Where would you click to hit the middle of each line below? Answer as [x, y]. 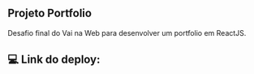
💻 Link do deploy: [54, 60]
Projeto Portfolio [50, 13]
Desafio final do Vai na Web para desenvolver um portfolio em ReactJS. [127, 33]
